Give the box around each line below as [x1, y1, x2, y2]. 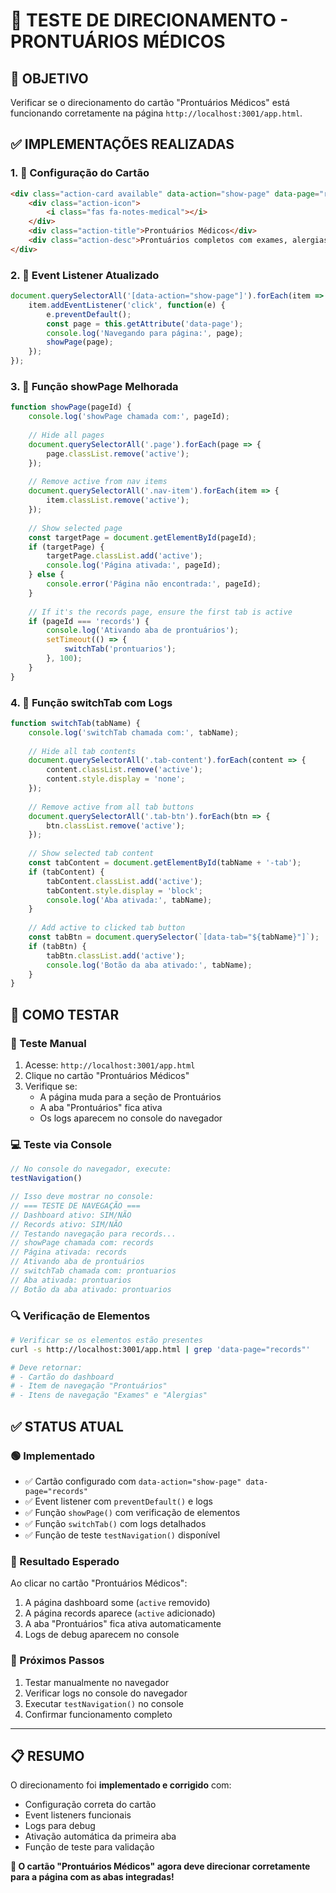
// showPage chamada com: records [10, 1238, 155, 1248]
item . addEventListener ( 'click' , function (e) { [28, 300, 226, 310]
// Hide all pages [28, 430, 105, 441]
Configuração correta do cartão [24, 1799, 157, 1811]
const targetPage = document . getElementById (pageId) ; [28, 532, 257, 543]
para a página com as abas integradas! [10, 1871, 175, 1883]
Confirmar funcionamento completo [24, 1708, 173, 1720]
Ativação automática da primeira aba [24, 1830, 177, 1843]
